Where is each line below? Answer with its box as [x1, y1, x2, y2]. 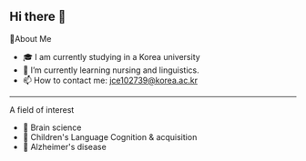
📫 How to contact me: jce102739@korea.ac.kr [22, 75, 199, 86]
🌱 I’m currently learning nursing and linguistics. [22, 65, 199, 75]
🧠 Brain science [22, 122, 82, 133]
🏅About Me [9, 33, 52, 44]
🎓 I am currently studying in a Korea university [22, 51, 200, 62]
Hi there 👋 [9, 9, 66, 25]
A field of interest [9, 104, 75, 115]
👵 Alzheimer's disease [22, 141, 107, 152]
